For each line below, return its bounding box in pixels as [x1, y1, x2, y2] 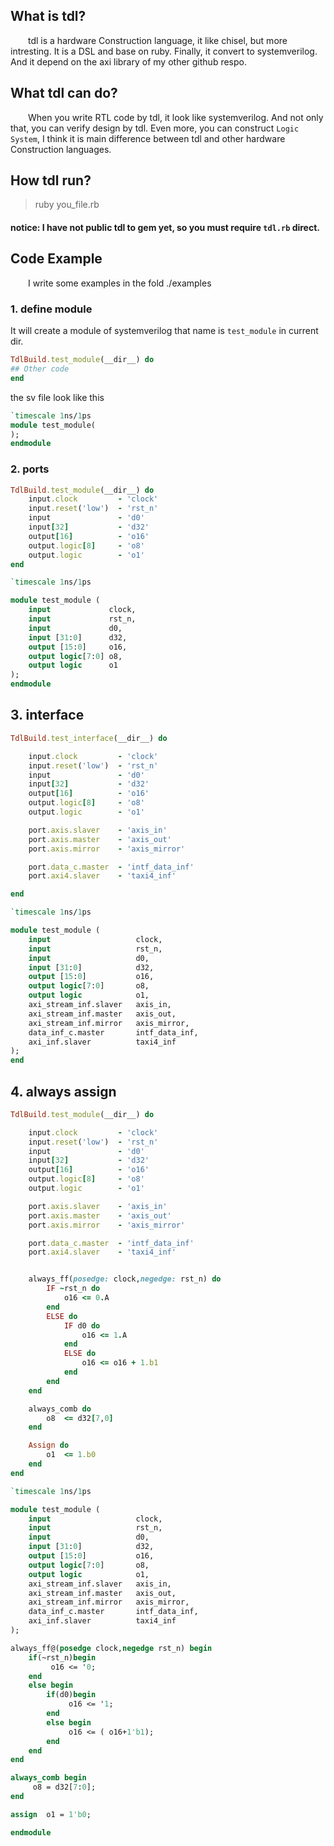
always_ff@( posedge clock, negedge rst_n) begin [10, 1643, 213, 1653]
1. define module [10, 302, 93, 316]
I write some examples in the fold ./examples [28, 277, 212, 289]
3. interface [10, 707, 85, 724]
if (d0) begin [46, 1690, 97, 1700]
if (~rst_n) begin [28, 1652, 97, 1663]
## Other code [10, 364, 70, 374]
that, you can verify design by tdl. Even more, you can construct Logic [10, 122, 300, 134]
